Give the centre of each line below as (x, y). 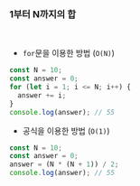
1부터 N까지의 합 (43, 14)
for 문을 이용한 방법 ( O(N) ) (69, 53)
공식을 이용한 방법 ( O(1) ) (66, 130)
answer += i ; (42, 95)
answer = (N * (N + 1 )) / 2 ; (64, 164)
